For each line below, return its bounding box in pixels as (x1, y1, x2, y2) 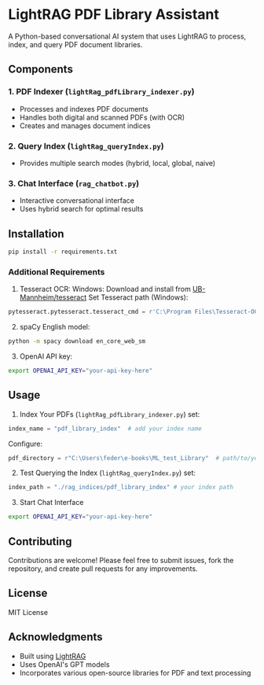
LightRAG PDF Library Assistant (8, 6, 220, 24)
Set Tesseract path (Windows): (88, 293, 189, 302)
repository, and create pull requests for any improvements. (8, 564, 198, 573)
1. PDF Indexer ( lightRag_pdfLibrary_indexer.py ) (8, 87, 195, 98)
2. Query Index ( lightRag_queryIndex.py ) (8, 140, 164, 151)
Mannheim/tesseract (19, 293, 87, 302)
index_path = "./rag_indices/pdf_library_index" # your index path (8, 484, 234, 492)
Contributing (8, 535, 72, 548)
